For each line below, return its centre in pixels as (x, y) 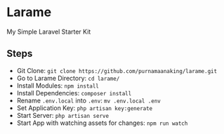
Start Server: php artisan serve (63, 115)
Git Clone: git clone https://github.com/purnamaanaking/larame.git (117, 70)
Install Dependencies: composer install (74, 93)
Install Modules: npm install (58, 86)
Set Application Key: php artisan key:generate (85, 108)
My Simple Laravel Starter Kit (49, 32)
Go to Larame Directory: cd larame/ (68, 78)
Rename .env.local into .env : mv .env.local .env (88, 100)
